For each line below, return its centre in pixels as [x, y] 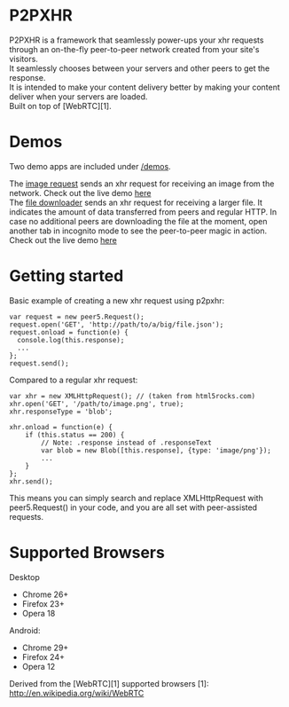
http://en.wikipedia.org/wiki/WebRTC [77, 693]
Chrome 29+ [45, 648]
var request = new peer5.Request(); [77, 317]
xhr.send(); [31, 481]
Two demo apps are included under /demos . [90, 166]
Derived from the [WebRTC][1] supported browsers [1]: [109, 683]
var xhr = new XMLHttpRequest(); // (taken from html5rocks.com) [132, 396]
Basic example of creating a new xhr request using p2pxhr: [117, 300]
